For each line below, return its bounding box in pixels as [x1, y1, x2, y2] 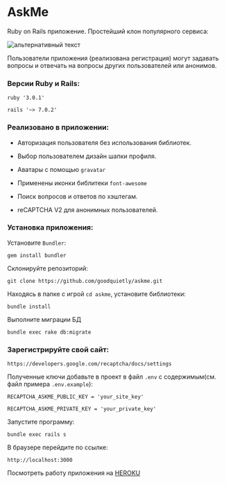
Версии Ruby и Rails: [7, 78, 80, 88]
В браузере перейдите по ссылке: [7, 443, 109, 451]
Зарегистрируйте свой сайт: [7, 345, 110, 354]
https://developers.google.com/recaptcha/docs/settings [7, 361, 172, 368]
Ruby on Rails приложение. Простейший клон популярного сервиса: [7, 27, 209, 35]
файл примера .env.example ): [7, 380, 94, 388]
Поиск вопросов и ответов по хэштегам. [17, 192, 138, 200]
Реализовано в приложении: [7, 123, 110, 132]
